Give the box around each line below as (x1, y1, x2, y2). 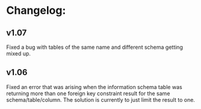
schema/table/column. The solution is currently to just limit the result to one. (6, 96, 196, 103)
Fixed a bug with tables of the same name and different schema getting (6, 43, 184, 51)
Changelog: (6, 4, 66, 17)
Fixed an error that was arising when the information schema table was (6, 83, 182, 90)
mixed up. (6, 50, 31, 57)
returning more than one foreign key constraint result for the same (6, 90, 170, 97)
